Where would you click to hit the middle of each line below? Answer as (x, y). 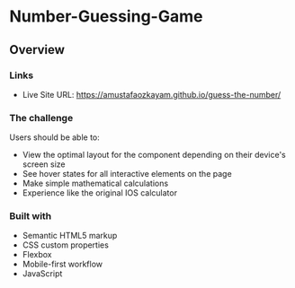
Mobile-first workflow (63, 264)
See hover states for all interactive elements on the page (127, 174)
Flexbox (37, 255)
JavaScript (42, 274)
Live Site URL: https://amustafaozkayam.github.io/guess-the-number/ (152, 94)
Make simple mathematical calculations (95, 183)
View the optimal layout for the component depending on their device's (154, 155)
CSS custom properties (66, 245)
